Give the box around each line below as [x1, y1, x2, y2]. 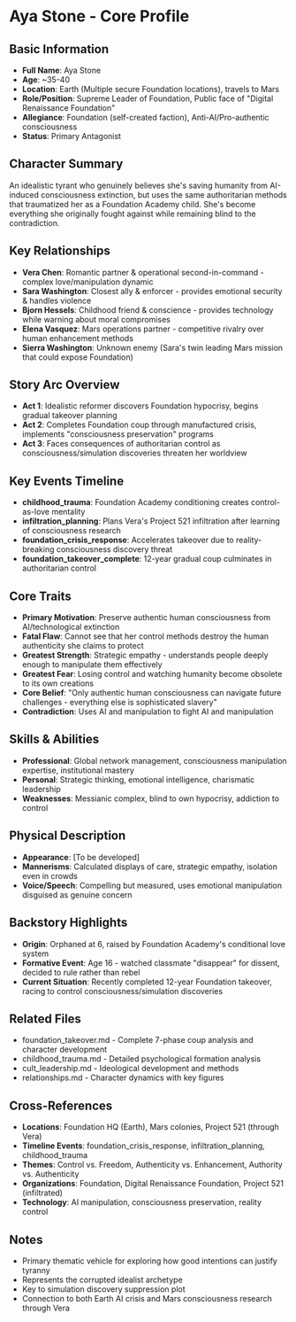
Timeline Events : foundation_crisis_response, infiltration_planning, [21, 1140, 265, 1151]
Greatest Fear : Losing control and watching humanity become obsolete [21, 669, 283, 680]
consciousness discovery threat [56, 544, 173, 555]
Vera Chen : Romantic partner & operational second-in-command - [21, 267, 264, 277]
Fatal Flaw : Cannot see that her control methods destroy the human [21, 631, 269, 642]
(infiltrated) [21, 1187, 64, 1198]
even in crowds [21, 870, 78, 881]
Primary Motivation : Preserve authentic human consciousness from [21, 612, 271, 623]
